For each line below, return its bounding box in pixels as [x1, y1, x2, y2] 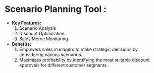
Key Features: [11, 20, 42, 26]
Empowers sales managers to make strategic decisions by [19, 46, 138, 52]
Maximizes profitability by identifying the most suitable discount [19, 57, 150, 63]
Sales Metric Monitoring [19, 36, 68, 42]
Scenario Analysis [19, 25, 56, 31]
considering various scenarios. [19, 51, 83, 58]
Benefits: [11, 41, 32, 47]
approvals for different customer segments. [19, 62, 108, 68]
